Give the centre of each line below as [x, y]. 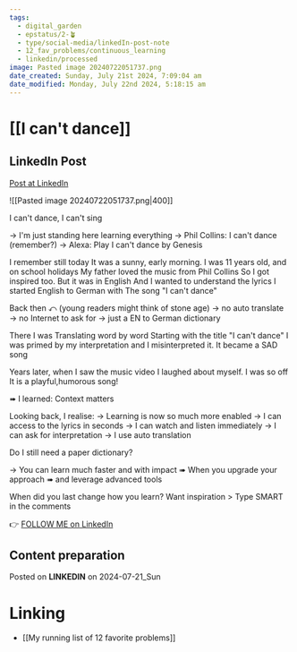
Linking [37, 613]
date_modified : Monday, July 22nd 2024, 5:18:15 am [107, 84]
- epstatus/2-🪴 [47, 34]
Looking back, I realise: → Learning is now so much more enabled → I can [145, 416]
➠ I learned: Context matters [62, 399]
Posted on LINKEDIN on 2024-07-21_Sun [85, 577]
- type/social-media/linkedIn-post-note [93, 43]
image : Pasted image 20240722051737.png [86, 68]
